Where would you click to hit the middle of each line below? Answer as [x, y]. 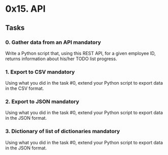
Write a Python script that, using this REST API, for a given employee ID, [81, 53]
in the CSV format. [25, 88]
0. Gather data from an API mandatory [53, 42]
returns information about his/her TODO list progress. [61, 59]
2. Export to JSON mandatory [42, 101]
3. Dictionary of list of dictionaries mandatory [63, 132]
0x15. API [25, 9]
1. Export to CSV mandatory [40, 72]
